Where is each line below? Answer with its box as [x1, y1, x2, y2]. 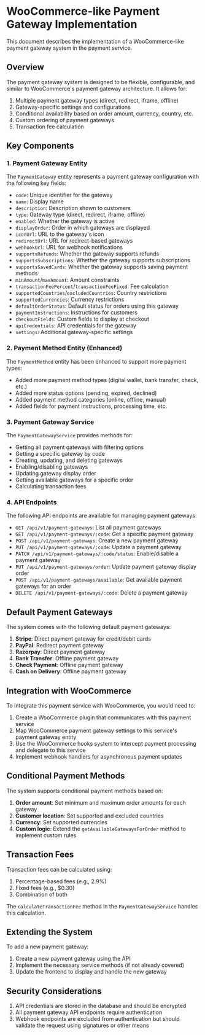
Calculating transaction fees [15, 483, 87, 490]
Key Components [6, 141, 74, 151]
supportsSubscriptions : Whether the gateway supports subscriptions [15, 257, 190, 264]
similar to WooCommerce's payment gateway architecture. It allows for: [6, 85, 187, 92]
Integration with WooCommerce [6, 685, 131, 696]
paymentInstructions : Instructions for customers [15, 309, 138, 316]
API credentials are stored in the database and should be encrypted [15, 1002, 187, 1010]
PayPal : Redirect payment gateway [15, 642, 104, 649]
